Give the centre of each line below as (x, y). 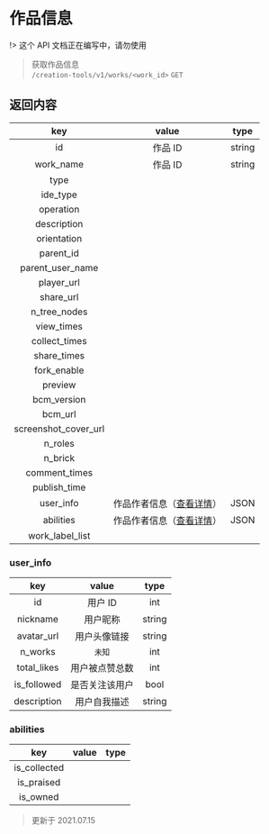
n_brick (59, 458)
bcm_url (59, 413)
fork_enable (59, 370)
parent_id (59, 253)
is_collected (39, 768)
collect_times (59, 340)
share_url (59, 296)
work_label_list (59, 535)
